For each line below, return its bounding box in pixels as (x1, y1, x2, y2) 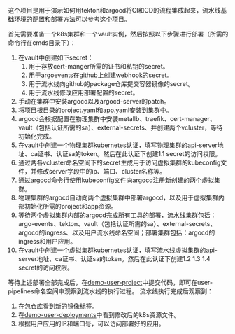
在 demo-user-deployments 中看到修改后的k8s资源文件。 (17, 311, 180, 319)
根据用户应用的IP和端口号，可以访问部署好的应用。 (17, 319, 165, 328)
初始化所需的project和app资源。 (24, 202, 117, 210)
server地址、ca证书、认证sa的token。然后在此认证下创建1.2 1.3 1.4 (17, 255, 211, 263)
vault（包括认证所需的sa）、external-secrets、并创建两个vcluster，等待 (17, 123, 223, 132)
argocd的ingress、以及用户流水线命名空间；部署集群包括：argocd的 (17, 228, 215, 237)
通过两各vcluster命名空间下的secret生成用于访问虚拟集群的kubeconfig (17, 158, 221, 167)
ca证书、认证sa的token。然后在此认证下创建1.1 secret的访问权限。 (30, 150, 222, 158)
